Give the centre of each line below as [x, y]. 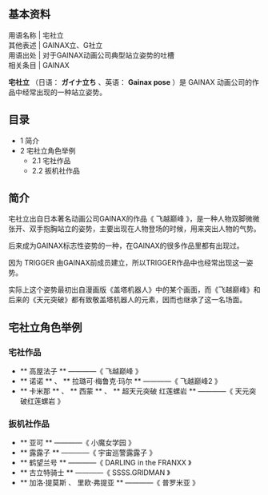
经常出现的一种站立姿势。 [64, 92]
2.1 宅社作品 [51, 160]
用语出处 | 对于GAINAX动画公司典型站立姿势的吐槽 [91, 55]
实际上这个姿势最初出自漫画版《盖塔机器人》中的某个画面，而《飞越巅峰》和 [134, 289]
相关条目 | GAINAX [39, 65]
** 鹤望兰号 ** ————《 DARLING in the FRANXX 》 [106, 463]
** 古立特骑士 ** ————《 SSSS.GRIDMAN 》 [95, 473]
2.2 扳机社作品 [56, 170]
